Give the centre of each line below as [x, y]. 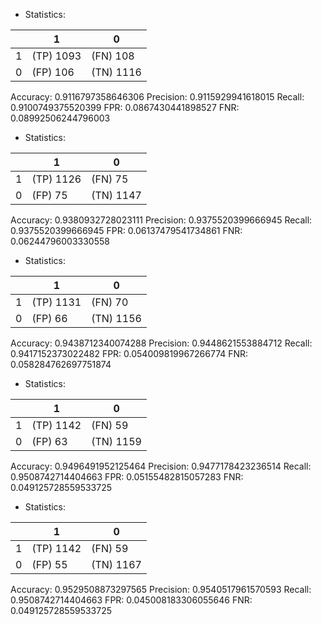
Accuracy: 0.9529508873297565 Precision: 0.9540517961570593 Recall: [161, 589]
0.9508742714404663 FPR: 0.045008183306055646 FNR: [131, 600]
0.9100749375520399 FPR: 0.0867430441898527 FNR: [125, 107]
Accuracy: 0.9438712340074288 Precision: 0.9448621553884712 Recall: [161, 343]
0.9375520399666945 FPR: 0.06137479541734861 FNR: [126, 230]
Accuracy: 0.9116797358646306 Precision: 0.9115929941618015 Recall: [157, 97]
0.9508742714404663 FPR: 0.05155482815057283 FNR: [127, 477]
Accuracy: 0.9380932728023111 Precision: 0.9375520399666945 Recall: [161, 220]
